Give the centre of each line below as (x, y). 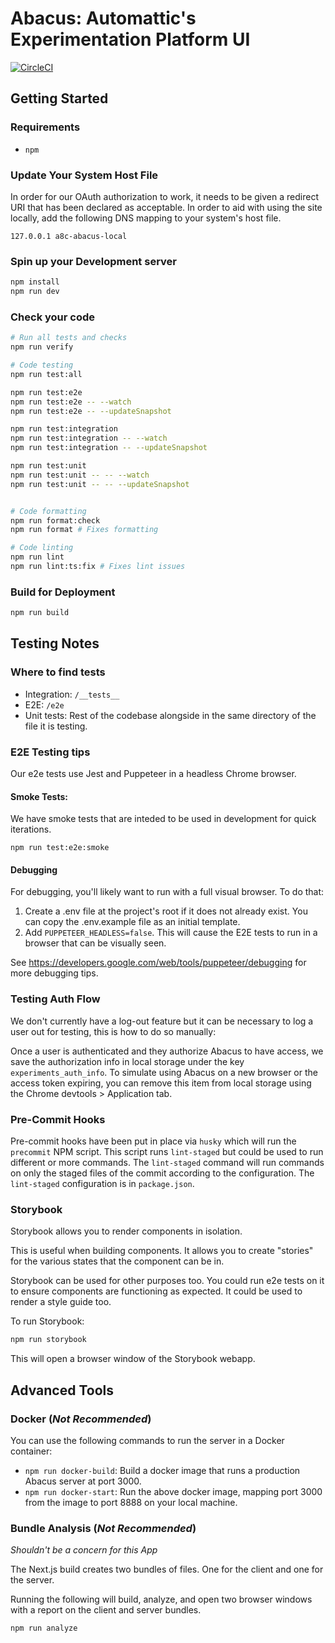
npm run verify (42, 347)
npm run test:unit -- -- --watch (80, 475)
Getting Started (59, 98)
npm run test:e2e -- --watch (71, 402)
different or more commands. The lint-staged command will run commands (167, 1163)
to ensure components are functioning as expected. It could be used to (156, 1291)
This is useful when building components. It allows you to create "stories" (162, 1251)
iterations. (31, 829)
